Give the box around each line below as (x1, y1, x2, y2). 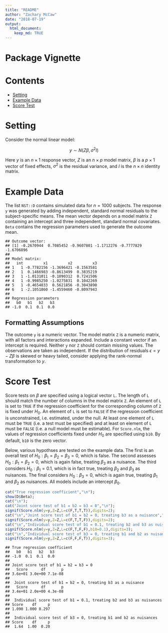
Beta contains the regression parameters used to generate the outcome (5, 224, 152, 230)
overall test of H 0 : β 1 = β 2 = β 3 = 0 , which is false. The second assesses (5, 452, 156, 459)
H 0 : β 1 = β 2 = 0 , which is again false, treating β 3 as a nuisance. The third (5, 459, 156, 466)
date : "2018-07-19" (5, 17, 46, 22)
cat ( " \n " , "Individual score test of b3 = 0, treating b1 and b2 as (5, 531, 149, 537)
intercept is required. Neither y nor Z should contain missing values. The (5, 342, 153, 349)
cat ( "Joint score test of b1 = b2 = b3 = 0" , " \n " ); (5, 504, 115, 509)
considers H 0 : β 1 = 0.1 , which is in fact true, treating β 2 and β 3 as (5, 465, 140, 473)
